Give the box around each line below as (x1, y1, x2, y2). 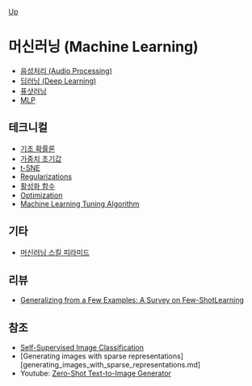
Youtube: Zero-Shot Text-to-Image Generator (19, 368, 172, 379)
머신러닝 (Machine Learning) (8, 38, 199, 56)
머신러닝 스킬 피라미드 (19, 247, 90, 257)
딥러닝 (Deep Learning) (19, 76, 97, 86)
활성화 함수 (19, 181, 56, 191)
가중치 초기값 (19, 154, 62, 163)
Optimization (19, 190, 63, 200)
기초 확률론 (19, 143, 56, 153)
